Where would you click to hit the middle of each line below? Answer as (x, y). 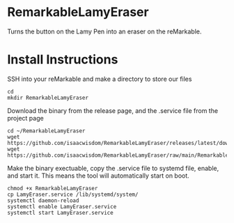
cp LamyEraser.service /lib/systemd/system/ (73, 194)
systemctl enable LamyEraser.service (62, 206)
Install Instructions (63, 60)
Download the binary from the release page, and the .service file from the (112, 110)
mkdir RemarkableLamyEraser (48, 98)
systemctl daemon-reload (43, 200)
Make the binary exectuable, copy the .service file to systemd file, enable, (113, 168)
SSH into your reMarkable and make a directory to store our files (100, 79)
